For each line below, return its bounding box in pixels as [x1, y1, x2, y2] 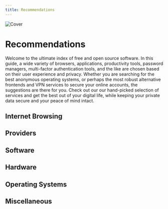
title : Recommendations [5, 7, 55, 12]
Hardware [5, 163, 37, 171]
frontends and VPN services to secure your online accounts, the [5, 81, 138, 87]
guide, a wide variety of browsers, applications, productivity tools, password [5, 60, 163, 66]
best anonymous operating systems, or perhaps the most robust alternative [5, 76, 161, 82]
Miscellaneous [5, 197, 52, 205]
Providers [5, 129, 37, 137]
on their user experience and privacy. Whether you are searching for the [5, 71, 154, 77]
